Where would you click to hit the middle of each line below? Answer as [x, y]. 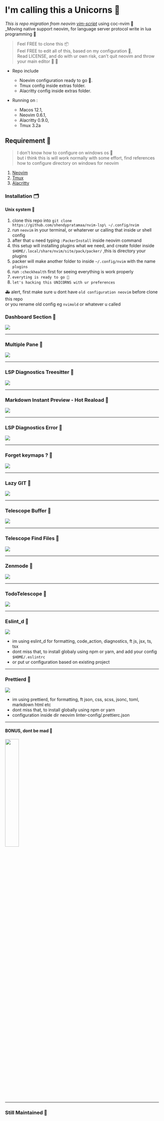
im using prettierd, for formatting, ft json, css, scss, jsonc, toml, [76, 699]
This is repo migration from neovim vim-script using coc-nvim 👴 [69, 24]
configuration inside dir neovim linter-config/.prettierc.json [71, 715]
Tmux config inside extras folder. [52, 85]
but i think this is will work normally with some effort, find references [86, 158]
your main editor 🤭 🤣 [38, 61]
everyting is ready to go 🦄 [41, 277]
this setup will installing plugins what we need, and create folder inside [83, 245]
